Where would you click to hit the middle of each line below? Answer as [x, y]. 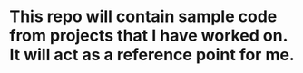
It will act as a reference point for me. [152, 55]
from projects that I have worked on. [149, 36]
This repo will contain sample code [143, 17]
